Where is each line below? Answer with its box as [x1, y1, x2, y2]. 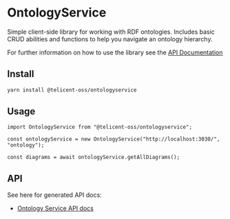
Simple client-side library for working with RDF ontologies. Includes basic [7, 28, 216, 36]
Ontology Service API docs [17, 205, 94, 213]
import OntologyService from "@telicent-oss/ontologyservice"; [7, 124, 193, 131]
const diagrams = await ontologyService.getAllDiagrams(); [7, 154, 180, 161]
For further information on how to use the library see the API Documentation [7, 48, 223, 56]
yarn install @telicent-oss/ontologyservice [7, 86, 137, 94]
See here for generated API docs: [7, 191, 102, 199]
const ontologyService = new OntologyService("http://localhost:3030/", [7, 136, 220, 143]
